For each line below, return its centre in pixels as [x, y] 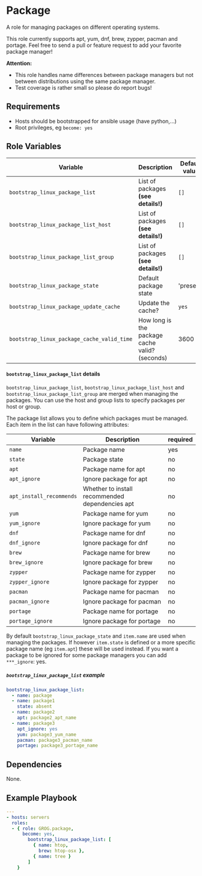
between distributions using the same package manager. [85, 81]
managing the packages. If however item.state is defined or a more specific [101, 642]
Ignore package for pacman [122, 601]
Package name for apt [114, 469]
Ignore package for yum [117, 523]
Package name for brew [117, 552]
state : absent [35, 707]
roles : [20, 823]
